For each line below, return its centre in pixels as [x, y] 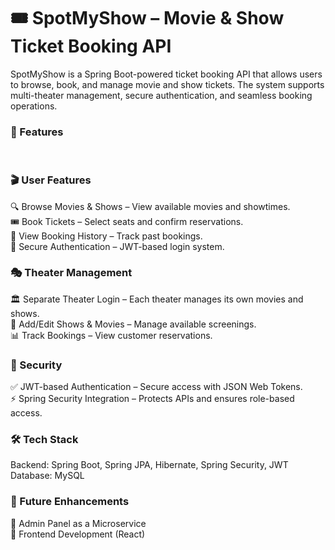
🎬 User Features [51, 180]
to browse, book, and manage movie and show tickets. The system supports [167, 84]
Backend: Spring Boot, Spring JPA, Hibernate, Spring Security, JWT [149, 465]
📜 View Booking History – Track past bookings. [106, 236]
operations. [34, 106]
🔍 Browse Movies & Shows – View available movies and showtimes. [150, 206]
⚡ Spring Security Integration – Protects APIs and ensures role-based [152, 399]
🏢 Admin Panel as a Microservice [78, 523]
